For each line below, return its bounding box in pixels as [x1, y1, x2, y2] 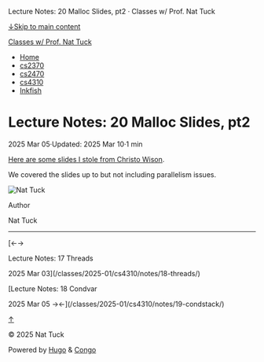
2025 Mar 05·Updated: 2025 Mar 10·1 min [8, 139, 143, 149]
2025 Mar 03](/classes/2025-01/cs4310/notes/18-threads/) [8, 268, 200, 278]
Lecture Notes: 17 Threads [8, 253, 94, 263]
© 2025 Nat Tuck [8, 330, 64, 339]
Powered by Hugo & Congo [8, 345, 97, 354]
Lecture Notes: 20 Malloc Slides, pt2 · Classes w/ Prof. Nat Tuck [8, 7, 216, 16]
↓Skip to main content [8, 22, 81, 31]
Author [8, 200, 31, 209]
